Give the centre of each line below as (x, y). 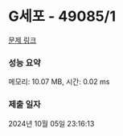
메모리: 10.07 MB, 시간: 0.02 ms (59, 82)
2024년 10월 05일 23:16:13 (51, 123)
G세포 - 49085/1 (62, 16)
